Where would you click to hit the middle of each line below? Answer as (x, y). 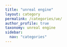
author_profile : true (27, 23)
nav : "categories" (28, 37)
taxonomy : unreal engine (30, 28)
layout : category (23, 14)
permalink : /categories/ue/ (34, 19)
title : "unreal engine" (29, 10)
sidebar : (14, 32)
